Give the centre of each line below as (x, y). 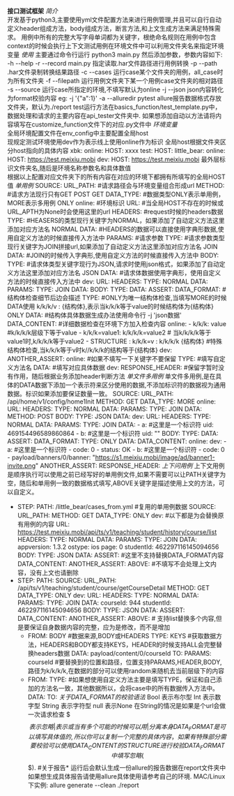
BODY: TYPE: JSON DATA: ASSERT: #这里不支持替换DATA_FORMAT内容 (120, 555)
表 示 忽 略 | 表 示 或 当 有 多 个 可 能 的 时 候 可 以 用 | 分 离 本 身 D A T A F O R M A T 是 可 (127, 728)
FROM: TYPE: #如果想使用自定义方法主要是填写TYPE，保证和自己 (122, 679)
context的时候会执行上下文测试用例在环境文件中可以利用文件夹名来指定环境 (116, 46)
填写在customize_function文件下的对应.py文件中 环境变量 (95, 124)
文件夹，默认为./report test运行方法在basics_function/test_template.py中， (114, 107)
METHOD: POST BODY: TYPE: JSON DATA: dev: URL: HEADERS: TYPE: (109, 416)
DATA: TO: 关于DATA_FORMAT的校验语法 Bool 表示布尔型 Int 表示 (121, 697)
